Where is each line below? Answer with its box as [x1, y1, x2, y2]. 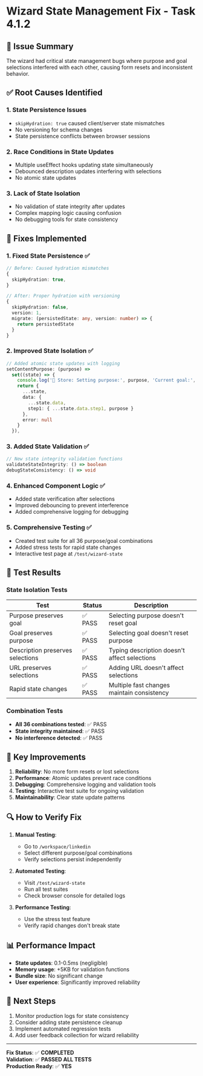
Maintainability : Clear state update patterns [14, 794, 125, 801]
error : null [22, 416, 53, 423]
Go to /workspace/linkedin [24, 843, 91, 850]
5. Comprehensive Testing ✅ [6, 523, 92, 532]
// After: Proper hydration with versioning [6, 293, 120, 299]
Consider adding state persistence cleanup [14, 1019, 123, 1026]
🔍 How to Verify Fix [6, 812, 82, 822]
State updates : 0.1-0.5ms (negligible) [14, 959, 108, 966]
